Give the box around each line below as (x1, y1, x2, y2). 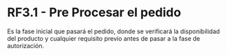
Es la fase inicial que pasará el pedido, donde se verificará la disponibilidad (7, 27, 220, 35)
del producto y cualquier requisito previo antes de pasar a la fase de (7, 34, 201, 42)
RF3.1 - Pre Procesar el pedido (7, 5, 182, 20)
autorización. (7, 41, 45, 50)
